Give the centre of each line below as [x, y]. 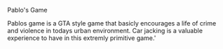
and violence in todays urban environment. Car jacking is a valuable [105, 31]
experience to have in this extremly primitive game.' [82, 38]
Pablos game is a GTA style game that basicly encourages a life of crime [112, 23]
